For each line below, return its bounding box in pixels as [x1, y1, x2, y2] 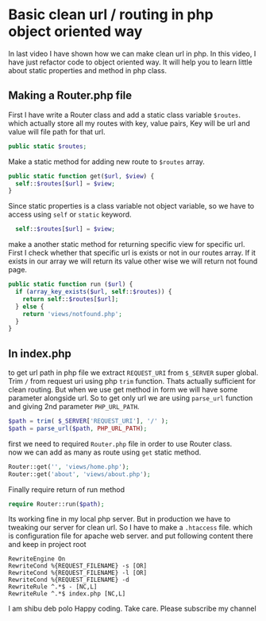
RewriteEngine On [8, 555, 66, 563]
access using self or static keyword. [8, 209, 133, 220]
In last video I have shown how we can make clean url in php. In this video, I [8, 49, 256, 58]
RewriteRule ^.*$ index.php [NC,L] [8, 590, 126, 598]
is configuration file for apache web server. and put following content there [8, 531, 253, 541]
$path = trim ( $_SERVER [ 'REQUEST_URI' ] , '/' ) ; [8, 417, 169, 425]
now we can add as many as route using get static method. [8, 447, 202, 457]
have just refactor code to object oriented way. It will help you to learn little [8, 57, 253, 67]
